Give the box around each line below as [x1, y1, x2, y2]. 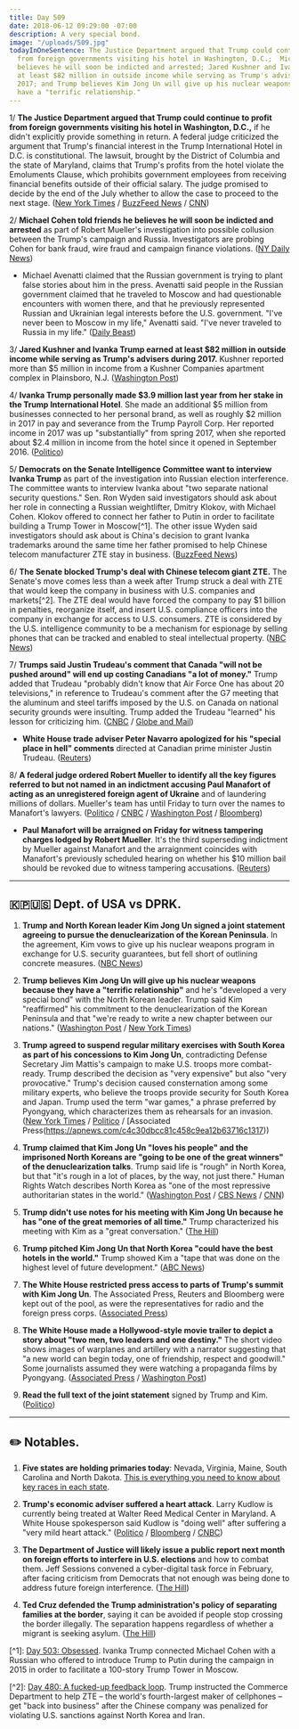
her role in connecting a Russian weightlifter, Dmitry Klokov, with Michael [9, 501, 276, 512]
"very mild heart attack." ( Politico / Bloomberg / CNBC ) [21, 1528, 223, 1538]
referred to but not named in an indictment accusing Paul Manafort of [9, 779, 271, 790]
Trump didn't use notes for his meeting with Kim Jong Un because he [21, 1207, 284, 1217]
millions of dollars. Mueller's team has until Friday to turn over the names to [9, 798, 286, 808]
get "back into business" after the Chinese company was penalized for [9, 1700, 269, 1711]
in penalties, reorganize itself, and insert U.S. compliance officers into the [9, 603, 278, 615]
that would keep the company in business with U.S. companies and [9, 585, 255, 595]
